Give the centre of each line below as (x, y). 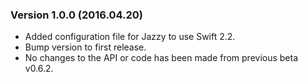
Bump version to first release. (85, 47)
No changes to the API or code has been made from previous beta (161, 58)
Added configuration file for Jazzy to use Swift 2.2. (130, 37)
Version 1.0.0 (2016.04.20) (76, 15)
